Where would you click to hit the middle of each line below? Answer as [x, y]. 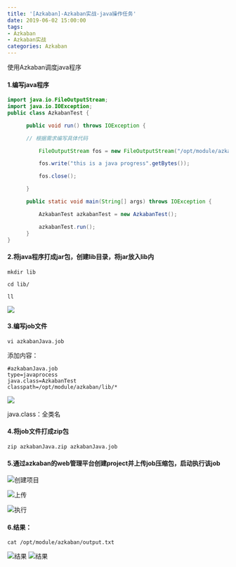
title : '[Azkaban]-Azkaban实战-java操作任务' [72, 14]
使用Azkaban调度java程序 [45, 67]
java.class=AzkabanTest [42, 381]
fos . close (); [58, 176]
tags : [15, 27]
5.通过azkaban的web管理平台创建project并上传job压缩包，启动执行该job [114, 463]
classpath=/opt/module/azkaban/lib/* [63, 387]
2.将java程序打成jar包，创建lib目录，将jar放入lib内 [81, 257]
